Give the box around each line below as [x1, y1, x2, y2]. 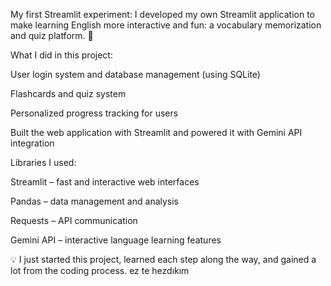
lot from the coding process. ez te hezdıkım [10, 265, 190, 276]
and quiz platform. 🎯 [10, 30, 94, 41]
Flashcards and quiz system [10, 88, 127, 99]
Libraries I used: [10, 157, 77, 168]
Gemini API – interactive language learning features [10, 234, 222, 246]
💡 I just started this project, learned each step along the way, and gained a [10, 254, 317, 265]
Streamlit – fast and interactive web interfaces [10, 176, 200, 188]
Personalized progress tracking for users [10, 107, 179, 119]
